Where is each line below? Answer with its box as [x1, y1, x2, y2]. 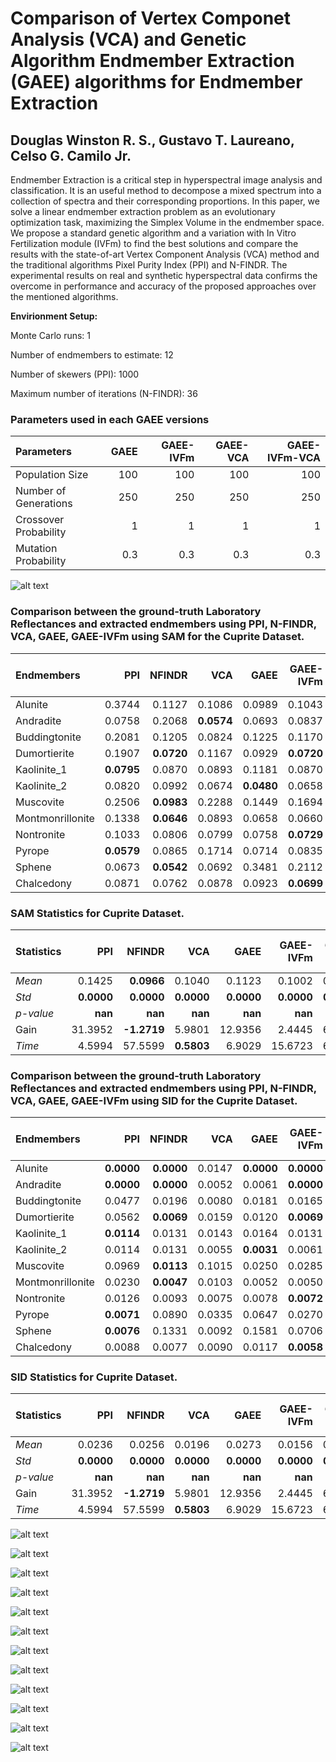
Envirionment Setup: [10, 310, 98, 322]
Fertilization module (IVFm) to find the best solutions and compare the [10, 238, 299, 249]
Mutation [15, 542, 58, 556]
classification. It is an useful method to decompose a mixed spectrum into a [10, 185, 322, 196]
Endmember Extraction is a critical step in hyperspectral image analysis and [10, 174, 323, 186]
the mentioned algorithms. [10, 291, 119, 302]
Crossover [15, 513, 65, 527]
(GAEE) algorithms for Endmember [10, 71, 303, 94]
